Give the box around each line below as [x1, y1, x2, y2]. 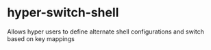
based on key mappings [7, 34, 75, 42]
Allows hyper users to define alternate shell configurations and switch [7, 27, 204, 36]
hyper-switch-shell [7, 5, 119, 21]
